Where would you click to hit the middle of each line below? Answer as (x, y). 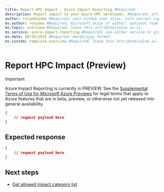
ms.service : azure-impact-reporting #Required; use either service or (78, 32)
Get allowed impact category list (44, 184)
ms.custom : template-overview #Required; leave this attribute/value (77, 41)
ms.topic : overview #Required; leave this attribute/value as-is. (74, 28)
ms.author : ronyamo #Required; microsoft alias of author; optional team (82, 23)
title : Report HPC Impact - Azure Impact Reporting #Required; (71, 10)
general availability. (24, 104)
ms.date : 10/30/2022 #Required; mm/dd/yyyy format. (59, 37)
